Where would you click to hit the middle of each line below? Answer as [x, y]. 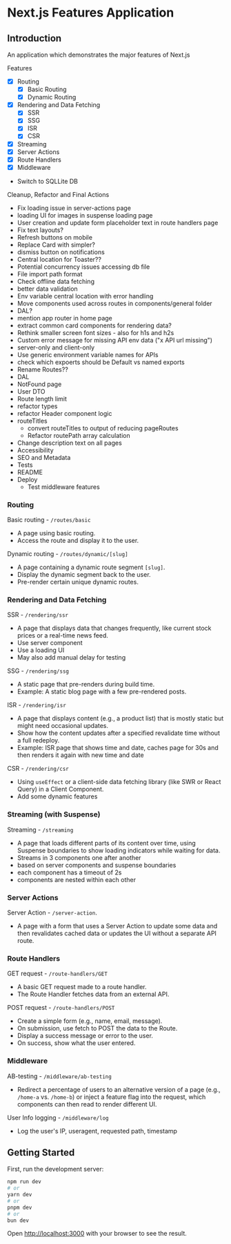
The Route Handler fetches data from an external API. [93, 994]
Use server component [50, 643]
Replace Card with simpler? [56, 245]
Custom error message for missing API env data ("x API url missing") [114, 340]
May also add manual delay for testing [71, 658]
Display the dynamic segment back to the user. [84, 575]
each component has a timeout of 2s [69, 872]
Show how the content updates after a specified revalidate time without [119, 733]
